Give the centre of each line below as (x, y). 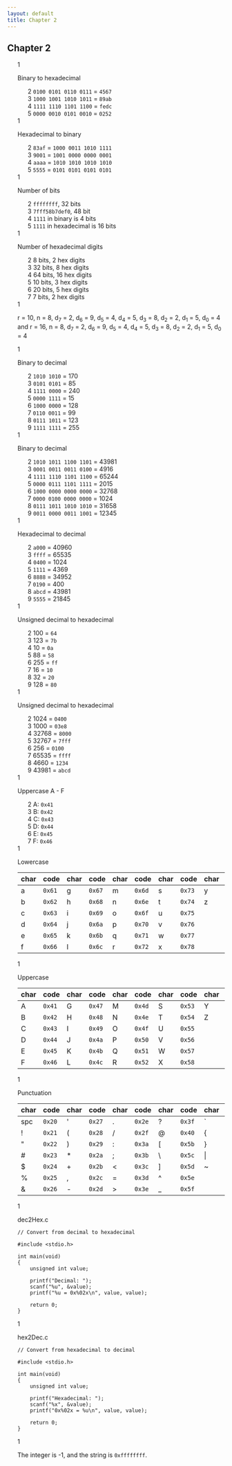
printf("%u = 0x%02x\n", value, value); (89, 1293)
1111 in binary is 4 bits (65, 219)
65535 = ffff (52, 755)
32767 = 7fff (52, 741)
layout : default (30, 13)
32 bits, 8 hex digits (61, 268)
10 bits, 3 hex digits (60, 282)
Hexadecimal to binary (49, 134)
